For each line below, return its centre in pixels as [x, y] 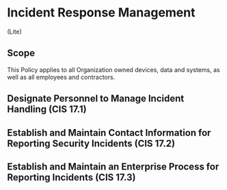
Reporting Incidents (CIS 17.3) [71, 177]
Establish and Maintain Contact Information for [109, 133]
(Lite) [15, 32]
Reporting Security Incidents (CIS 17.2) [91, 143]
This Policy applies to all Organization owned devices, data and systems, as [113, 69]
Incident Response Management [101, 13]
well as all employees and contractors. [61, 77]
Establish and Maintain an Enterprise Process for [113, 166]
